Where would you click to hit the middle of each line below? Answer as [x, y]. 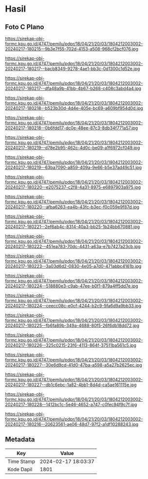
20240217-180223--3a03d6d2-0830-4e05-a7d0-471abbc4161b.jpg [73, 266]
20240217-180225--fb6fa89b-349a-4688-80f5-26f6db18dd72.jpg [72, 325]
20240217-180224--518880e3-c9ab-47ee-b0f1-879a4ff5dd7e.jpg [72, 286]
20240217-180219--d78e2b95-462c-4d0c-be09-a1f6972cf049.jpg [73, 148]
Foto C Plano [25, 27]
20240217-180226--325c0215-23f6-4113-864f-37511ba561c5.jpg [71, 345]
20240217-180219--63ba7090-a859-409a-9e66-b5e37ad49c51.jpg [74, 167]
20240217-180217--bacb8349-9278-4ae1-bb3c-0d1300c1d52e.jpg [73, 69]
